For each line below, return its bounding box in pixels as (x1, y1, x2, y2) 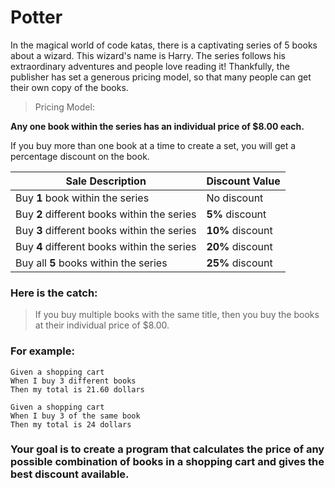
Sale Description (65, 174, 147, 188)
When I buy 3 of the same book (10, 411, 141, 421)
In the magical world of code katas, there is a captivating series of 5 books (10, 39, 318, 51)
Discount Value (206, 174, 281, 188)
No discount (206, 191, 264, 205)
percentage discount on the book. (10, 150, 150, 162)
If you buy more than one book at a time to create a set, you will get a (10, 139, 297, 151)
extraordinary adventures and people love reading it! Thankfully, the (10, 60, 290, 72)
